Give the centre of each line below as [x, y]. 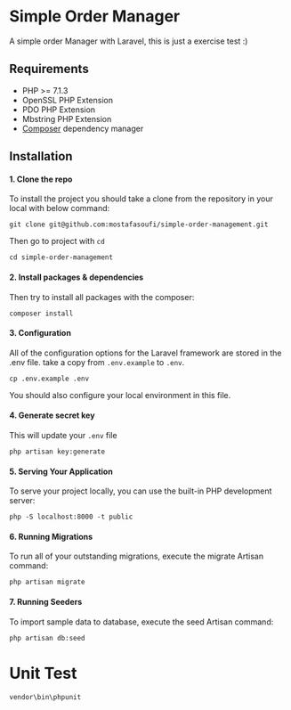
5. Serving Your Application [61, 471]
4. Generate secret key [52, 415]
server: [22, 501]
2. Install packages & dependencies [77, 277]
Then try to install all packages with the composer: [102, 297]
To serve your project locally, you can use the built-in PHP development [141, 491]
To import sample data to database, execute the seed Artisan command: [141, 622]
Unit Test [43, 673]
